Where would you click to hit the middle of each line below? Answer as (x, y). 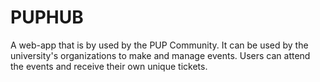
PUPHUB (47, 17)
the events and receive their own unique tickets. (109, 66)
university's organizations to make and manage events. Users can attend (160, 55)
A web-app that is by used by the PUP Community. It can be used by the (159, 45)
